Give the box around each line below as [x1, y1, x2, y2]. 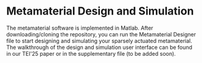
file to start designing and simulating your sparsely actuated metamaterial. [6, 37, 193, 44]
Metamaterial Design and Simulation [6, 4, 194, 18]
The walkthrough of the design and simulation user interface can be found [6, 44, 193, 51]
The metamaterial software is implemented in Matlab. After [6, 24, 153, 31]
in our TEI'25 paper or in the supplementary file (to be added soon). [6, 50, 176, 57]
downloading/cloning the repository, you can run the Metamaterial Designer [6, 30, 197, 38]
